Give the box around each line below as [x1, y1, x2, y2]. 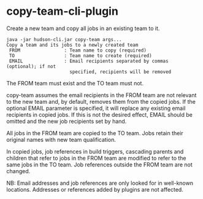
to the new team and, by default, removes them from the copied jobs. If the [6, 98, 196, 105]
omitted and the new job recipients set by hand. [6, 117, 127, 125]
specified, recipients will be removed [69, 69, 172, 75]
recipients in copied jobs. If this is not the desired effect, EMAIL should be [6, 111, 193, 118]
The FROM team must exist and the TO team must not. [6, 79, 144, 87]
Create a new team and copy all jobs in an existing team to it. [6, 25, 160, 32]
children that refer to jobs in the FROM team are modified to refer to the [6, 154, 186, 162]
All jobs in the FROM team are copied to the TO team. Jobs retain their [6, 129, 184, 136]
